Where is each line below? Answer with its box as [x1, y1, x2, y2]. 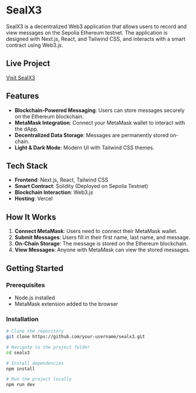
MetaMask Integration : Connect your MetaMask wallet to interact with [14, 119, 185, 126]
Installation [6, 315, 39, 323]
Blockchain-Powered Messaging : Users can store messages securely [14, 107, 185, 114]
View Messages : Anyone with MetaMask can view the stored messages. [14, 247, 191, 254]
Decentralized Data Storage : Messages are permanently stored [14, 131, 169, 138]
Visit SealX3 [6, 74, 35, 81]
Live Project [6, 59, 51, 69]
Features [6, 91, 39, 101]
